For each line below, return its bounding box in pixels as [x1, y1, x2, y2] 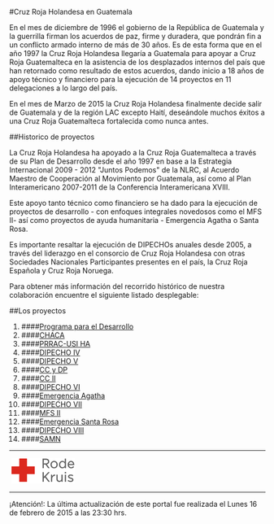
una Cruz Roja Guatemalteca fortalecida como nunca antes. [9, 116, 210, 125]
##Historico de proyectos [9, 132, 95, 142]
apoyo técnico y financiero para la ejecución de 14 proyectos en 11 [9, 75, 232, 84]
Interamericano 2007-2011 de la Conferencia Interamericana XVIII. [9, 182, 231, 192]
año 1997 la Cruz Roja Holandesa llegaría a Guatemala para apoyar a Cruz [9, 49, 257, 58]
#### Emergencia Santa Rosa [20, 417, 120, 426]
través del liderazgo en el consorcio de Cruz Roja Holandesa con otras [9, 248, 246, 258]
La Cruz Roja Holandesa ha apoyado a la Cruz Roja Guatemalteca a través [9, 148, 257, 157]
